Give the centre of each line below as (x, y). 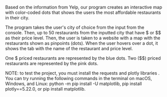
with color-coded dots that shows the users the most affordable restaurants (83, 12)
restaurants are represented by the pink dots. (52, 63)
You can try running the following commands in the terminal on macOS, (79, 78)
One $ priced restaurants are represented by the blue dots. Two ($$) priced (83, 58)
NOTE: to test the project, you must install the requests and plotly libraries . (82, 73)
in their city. (17, 18)
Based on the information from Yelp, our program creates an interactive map (84, 7)
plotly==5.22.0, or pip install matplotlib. (45, 89)
